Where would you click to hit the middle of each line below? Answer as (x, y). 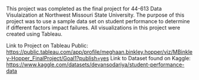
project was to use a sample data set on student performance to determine (98, 21)
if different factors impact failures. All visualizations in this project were (93, 27)
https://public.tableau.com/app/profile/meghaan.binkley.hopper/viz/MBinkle (99, 52)
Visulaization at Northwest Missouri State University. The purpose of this (95, 15)
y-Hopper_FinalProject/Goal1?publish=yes (57, 58)
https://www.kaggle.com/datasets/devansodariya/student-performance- (95, 64)
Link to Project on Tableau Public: (47, 45)
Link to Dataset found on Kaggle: (150, 58)
